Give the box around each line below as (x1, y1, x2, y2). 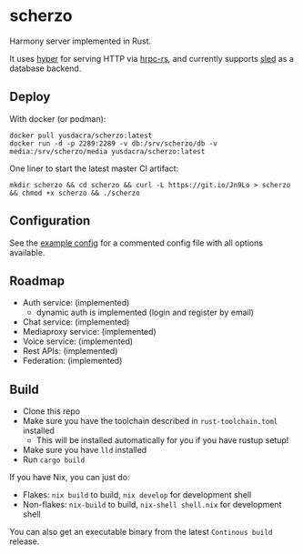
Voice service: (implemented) (22, 336, 134, 347)
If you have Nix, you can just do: (9, 472, 130, 483)
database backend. (9, 63, 82, 74)
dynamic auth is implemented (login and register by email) (35, 307, 255, 318)
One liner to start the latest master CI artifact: (9, 163, 179, 174)
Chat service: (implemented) (22, 317, 130, 327)
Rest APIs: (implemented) (22, 346, 118, 357)
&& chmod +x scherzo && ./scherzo (9, 188, 141, 197)
